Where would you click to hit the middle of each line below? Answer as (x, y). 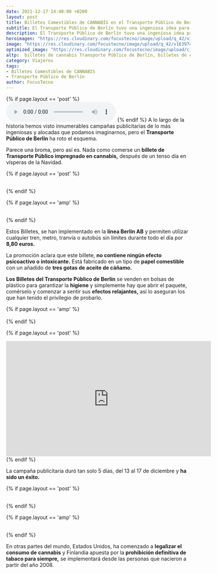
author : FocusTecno (30, 83)
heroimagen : (20, 39)
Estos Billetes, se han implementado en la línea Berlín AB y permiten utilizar (97, 231)
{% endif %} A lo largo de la (151, 120)
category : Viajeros (30, 60)
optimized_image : (27, 50)
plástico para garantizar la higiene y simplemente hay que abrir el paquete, (97, 285)
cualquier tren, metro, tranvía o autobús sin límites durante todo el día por (94, 238)
